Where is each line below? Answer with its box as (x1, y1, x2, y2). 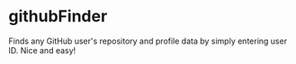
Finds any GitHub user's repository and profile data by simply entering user (8, 36, 288, 46)
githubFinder (8, 6, 108, 27)
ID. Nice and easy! (8, 44, 76, 55)
